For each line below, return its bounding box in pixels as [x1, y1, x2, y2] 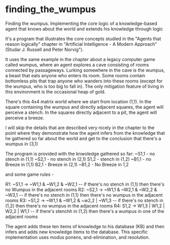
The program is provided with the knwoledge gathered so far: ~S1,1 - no [5, 150, 155, 157]
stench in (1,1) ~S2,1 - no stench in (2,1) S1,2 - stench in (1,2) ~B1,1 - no [5, 156, 151, 162]
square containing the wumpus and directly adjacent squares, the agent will [5, 104, 164, 110]
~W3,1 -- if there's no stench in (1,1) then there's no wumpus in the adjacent [5, 192, 163, 198]
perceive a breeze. [5, 114, 45, 120]
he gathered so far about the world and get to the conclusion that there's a [5, 135, 161, 141]
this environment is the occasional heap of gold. [5, 88, 106, 95]
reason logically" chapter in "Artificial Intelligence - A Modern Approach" [5, 41, 157, 47]
